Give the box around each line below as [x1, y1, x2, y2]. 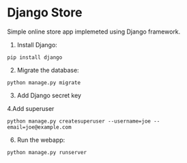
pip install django [7, 53, 63, 61]
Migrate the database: [16, 66, 80, 74]
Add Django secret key [16, 91, 82, 99]
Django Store [7, 5, 83, 21]
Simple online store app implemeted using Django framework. [7, 27, 181, 36]
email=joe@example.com [7, 123, 72, 131]
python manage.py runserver [7, 149, 87, 155]
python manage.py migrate [7, 79, 81, 86]
